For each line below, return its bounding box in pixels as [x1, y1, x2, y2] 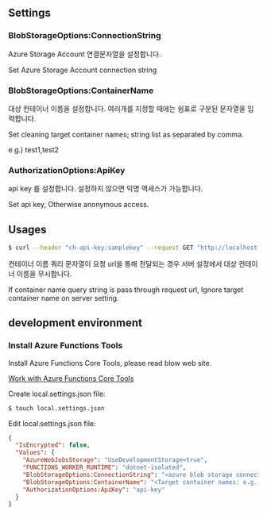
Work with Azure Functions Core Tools [8, 373, 134, 383]
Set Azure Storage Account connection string [8, 65, 157, 75]
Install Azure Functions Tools [8, 340, 123, 352]
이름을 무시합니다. [16, 269, 72, 279]
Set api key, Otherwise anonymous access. [8, 200, 149, 209]
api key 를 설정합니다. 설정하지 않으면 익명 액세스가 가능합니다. [8, 184, 203, 194]
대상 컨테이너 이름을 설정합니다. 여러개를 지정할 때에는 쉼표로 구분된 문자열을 [8, 103, 246, 113]
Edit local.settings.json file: [8, 418, 97, 428]
